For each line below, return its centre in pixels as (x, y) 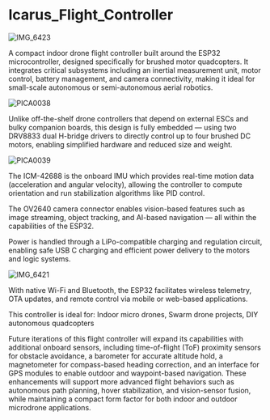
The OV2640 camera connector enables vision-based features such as (127, 209)
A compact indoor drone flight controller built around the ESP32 (114, 53)
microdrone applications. (50, 407)
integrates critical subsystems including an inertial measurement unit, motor (135, 70)
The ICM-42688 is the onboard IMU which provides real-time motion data (131, 176)
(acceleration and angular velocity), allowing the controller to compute (125, 185)
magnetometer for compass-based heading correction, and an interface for (134, 364)
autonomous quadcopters (51, 323)
